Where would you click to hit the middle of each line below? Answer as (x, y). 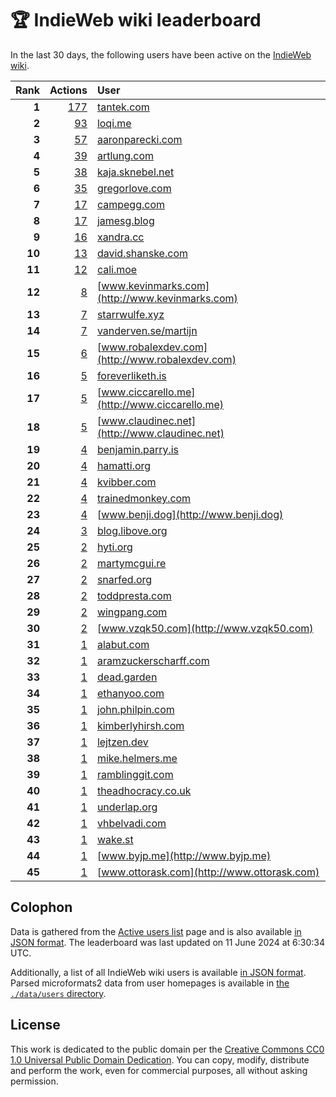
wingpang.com (132, 612)
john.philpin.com (135, 709)
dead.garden (127, 677)
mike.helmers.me (137, 758)
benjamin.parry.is (138, 449)
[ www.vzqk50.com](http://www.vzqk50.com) (205, 628)
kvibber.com (126, 482)
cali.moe (117, 269)
